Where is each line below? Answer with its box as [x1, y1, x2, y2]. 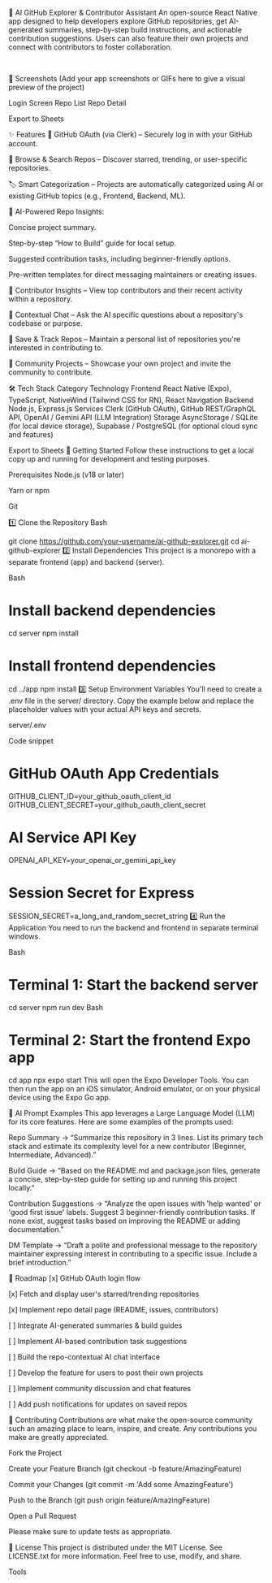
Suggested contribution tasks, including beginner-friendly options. [8, 254, 231, 263]
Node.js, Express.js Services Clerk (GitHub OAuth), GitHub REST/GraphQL [8, 404, 257, 414]
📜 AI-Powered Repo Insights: [8, 207, 105, 216]
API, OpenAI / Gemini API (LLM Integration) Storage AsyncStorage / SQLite [8, 413, 258, 422]
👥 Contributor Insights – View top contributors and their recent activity [8, 285, 243, 295]
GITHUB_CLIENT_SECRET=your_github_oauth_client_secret [8, 800, 206, 809]
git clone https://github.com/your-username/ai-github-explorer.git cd [8, 536, 240, 546]
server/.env [8, 720, 47, 730]
